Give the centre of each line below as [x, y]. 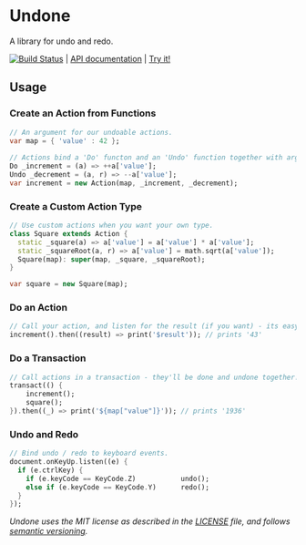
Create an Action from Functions [83, 113]
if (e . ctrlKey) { [51, 470]
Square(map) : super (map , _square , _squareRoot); [112, 259]
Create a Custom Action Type [76, 206]
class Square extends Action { [69, 233]
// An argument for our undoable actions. [91, 132]
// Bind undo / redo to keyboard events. [89, 453]
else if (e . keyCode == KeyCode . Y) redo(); [117, 487]
